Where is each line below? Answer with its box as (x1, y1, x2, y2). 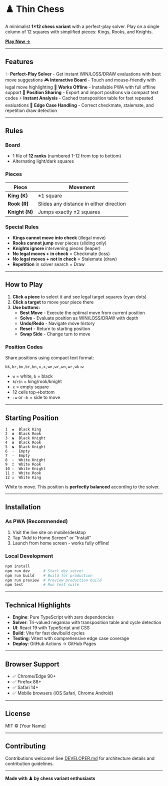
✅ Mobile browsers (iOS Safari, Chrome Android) (12, 690, 113, 696)
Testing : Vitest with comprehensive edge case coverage (12, 635, 129, 641)
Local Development (5, 552, 53, 559)
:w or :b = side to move (12, 394, 60, 400)
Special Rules (5, 223, 39, 230)
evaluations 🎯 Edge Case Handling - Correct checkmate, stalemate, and (5, 102, 154, 108)
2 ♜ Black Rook (5, 431, 41, 436)
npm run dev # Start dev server (5, 568, 84, 573)
